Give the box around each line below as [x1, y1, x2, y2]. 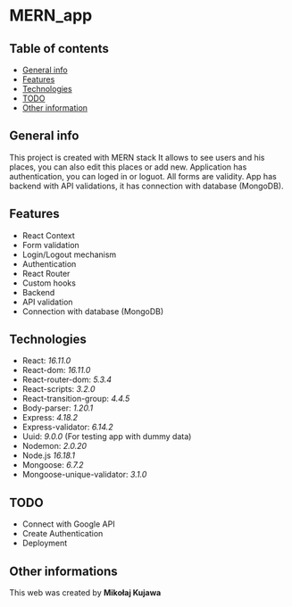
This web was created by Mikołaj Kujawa [9, 587, 162, 598]
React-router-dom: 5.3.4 [21, 374, 113, 385]
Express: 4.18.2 [21, 412, 79, 423]
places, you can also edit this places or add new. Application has [9, 162, 247, 172]
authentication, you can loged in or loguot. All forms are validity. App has [9, 170, 277, 181]
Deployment [21, 537, 68, 549]
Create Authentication [21, 528, 104, 539]
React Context [21, 229, 75, 241]
